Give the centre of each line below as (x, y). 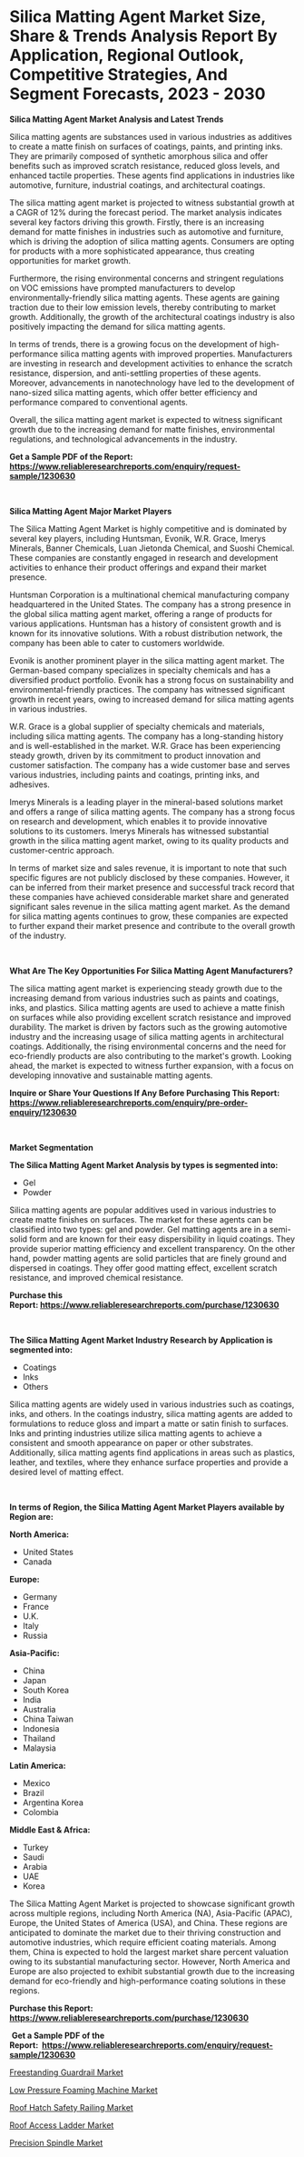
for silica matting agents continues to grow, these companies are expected (149, 916)
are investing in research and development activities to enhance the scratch (151, 363)
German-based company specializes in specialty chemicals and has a (140, 670)
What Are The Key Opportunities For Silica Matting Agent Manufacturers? (151, 971)
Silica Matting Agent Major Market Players (91, 511)
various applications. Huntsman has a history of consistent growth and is (146, 624)
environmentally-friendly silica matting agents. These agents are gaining (144, 297)
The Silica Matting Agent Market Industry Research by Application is (142, 1340)
